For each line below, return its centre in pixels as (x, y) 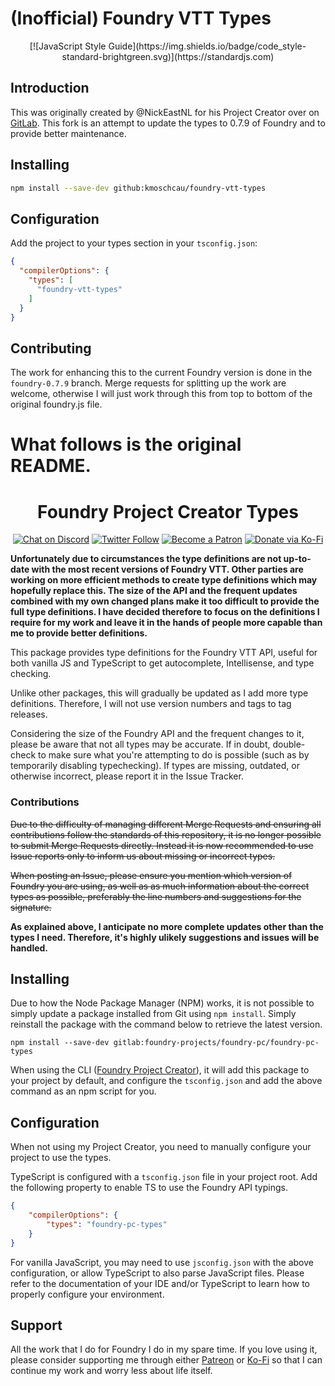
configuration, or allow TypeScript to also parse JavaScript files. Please (157, 1273)
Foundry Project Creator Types (168, 511)
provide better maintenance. (68, 133)
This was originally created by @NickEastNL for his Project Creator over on (165, 112)
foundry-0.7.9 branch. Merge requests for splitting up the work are (148, 383)
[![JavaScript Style (68, 46)
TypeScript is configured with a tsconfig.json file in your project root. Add (164, 1177)
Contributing (51, 348)
